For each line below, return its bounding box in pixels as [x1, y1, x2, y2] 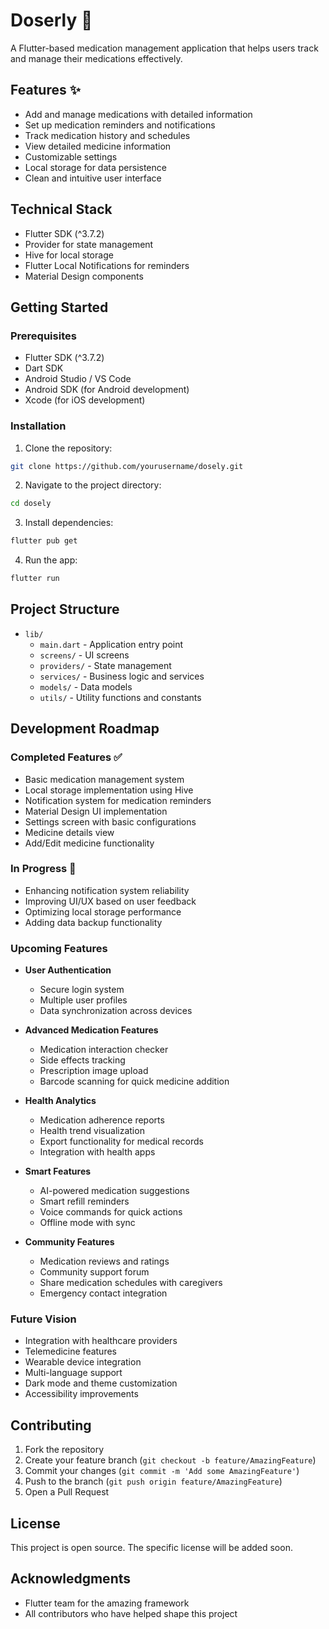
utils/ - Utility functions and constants [39, 691, 202, 703]
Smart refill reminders [39, 1195, 130, 1208]
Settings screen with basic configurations [24, 815, 197, 828]
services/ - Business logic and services [39, 670, 205, 682]
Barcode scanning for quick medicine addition [39, 1075, 230, 1088]
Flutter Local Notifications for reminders [24, 259, 190, 271]
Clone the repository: [24, 442, 113, 454]
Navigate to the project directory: [24, 479, 162, 491]
